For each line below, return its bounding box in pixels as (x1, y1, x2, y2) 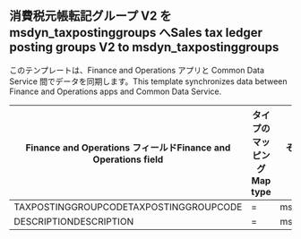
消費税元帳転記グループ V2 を (9, 8, 172, 24)
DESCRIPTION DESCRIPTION (13, 215, 134, 227)
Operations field (92, 153, 164, 166)
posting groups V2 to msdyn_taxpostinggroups (9, 39, 279, 55)
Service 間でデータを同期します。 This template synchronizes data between (9, 75, 288, 87)
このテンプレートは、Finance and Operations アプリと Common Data (9, 64, 265, 75)
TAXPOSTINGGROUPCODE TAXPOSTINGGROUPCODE (13, 201, 243, 213)
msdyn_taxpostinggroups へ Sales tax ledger (9, 25, 262, 40)
